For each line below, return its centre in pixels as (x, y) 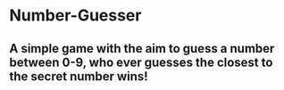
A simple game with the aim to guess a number (142, 49)
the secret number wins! (79, 76)
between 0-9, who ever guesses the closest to (141, 62)
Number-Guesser (75, 16)
